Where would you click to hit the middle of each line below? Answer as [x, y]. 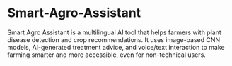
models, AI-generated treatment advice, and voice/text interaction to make [116, 47]
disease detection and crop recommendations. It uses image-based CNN [114, 39]
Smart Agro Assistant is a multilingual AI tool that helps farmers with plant [114, 32]
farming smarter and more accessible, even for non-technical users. [107, 55]
